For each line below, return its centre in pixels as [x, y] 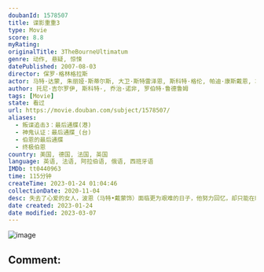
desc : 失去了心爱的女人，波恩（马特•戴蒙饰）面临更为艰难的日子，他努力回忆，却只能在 [132, 198]
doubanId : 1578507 [38, 15]
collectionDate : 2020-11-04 [54, 191]
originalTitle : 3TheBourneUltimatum [68, 52]
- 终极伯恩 [31, 147]
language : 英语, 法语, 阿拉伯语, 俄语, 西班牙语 [81, 162]
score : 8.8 [26, 37]
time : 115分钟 [30, 176]
